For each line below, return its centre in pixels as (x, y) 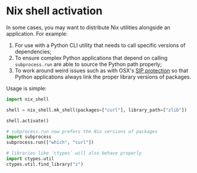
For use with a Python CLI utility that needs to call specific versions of (100, 45)
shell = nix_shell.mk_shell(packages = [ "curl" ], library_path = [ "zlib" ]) (96, 110)
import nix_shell (28, 99)
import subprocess (29, 137)
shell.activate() (28, 121)
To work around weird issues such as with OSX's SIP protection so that (101, 70)
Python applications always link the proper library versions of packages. (103, 77)
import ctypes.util (30, 159)
